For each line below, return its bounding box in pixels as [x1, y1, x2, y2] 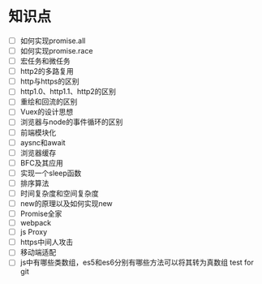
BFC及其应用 [19, 157, 63, 167]
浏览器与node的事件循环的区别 [19, 117, 123, 127]
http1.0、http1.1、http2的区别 [19, 87, 116, 97]
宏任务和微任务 [19, 56, 71, 66]
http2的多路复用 [19, 67, 75, 76]
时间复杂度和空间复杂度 [19, 188, 99, 198]
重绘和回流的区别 [19, 97, 78, 106]
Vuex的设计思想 [19, 107, 74, 117]
